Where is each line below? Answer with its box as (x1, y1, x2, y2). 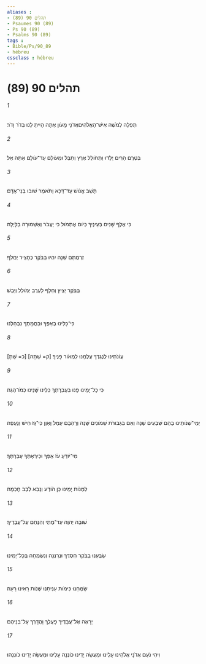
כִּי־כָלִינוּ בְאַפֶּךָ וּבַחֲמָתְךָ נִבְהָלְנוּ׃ (7, 320, 75, 327)
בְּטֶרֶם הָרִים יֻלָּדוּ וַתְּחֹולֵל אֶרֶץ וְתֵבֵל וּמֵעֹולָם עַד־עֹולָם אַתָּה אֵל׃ (7, 154, 141, 162)
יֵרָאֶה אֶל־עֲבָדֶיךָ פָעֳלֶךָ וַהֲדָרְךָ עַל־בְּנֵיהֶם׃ (7, 618, 93, 625)
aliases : (7, 9, 32, 15)
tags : (7, 38, 24, 44)
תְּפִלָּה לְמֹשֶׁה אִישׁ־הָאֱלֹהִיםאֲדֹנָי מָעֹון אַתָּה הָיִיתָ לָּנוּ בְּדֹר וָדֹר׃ (7, 121, 137, 128)
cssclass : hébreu (7, 55, 54, 61)
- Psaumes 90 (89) (7, 20, 54, 26)
